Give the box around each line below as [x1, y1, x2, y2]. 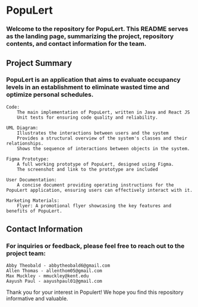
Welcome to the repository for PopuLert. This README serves [6, 25, 188, 33]
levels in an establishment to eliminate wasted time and [6, 83, 169, 91]
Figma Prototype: [6, 156, 49, 162]
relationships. [6, 140, 44, 146]
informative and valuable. [6, 295, 68, 302]
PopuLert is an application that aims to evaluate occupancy [6, 75, 181, 84]
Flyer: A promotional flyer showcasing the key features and [17, 202, 171, 208]
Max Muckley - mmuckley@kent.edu [6, 273, 89, 279]
